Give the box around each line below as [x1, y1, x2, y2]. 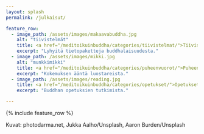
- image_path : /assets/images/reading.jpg [11, 76, 121, 82]
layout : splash [5, 8, 44, 15]
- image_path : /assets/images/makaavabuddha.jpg [11, 31, 137, 37]
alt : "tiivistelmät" [16, 37, 69, 43]
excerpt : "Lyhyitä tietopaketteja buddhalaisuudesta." [16, 48, 159, 55]
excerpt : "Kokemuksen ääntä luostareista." [16, 70, 129, 76]
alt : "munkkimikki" [16, 59, 66, 65]
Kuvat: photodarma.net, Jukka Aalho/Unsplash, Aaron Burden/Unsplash [5, 121, 186, 128]
